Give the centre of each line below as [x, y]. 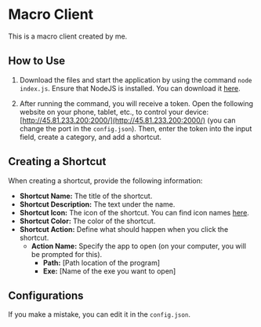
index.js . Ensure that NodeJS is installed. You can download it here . [130, 88]
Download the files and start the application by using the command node [136, 79]
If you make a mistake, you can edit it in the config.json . [99, 314]
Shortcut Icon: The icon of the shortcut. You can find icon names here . [134, 212]
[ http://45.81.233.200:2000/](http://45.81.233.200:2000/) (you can [127, 120]
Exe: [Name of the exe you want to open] [109, 271]
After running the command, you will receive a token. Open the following [136, 103]
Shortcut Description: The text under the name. [97, 204]
